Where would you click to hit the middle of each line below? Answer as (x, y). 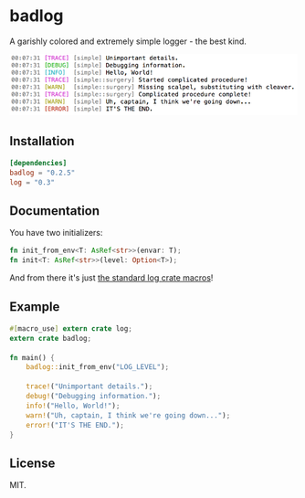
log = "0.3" (32, 182)
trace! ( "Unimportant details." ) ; (89, 387)
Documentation (55, 211)
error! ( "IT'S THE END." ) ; (75, 425)
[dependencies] (38, 163)
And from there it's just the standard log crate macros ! (111, 278)
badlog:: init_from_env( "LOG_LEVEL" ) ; (98, 367)
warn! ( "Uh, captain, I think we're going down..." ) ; (128, 415)
